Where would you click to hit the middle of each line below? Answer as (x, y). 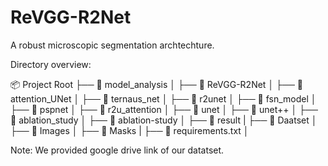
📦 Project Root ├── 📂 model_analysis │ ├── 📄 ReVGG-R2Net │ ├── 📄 (156, 84)
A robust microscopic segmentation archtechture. (112, 45)
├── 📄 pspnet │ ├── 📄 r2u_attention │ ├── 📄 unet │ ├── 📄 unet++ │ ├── (164, 109)
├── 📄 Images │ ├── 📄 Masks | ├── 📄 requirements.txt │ (130, 130)
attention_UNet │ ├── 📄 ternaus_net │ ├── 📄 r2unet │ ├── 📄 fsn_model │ (163, 98)
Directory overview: (51, 64)
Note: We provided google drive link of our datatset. (117, 150)
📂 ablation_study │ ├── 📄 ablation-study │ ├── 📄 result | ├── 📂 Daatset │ (164, 120)
